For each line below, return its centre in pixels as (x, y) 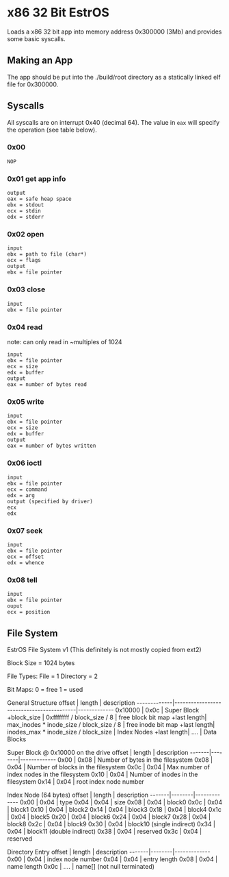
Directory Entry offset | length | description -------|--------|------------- (109, 852)
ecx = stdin (24, 211)
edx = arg (21, 495)
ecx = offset (26, 557)
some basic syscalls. (37, 38)
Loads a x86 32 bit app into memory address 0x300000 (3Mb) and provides (114, 32)
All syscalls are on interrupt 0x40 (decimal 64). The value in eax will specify (113, 122)
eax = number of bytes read (47, 385)
